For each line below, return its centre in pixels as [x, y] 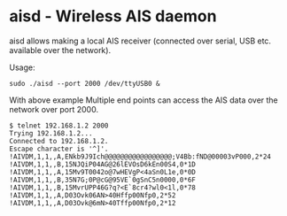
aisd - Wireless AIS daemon [113, 16]
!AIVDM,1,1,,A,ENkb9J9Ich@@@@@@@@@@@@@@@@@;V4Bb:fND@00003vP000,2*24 [140, 157]
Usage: [22, 67]
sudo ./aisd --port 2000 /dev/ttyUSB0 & [85, 83]
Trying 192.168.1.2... [51, 133]
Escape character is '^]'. [59, 149]
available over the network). [60, 50]
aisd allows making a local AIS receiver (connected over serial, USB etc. [140, 41]
